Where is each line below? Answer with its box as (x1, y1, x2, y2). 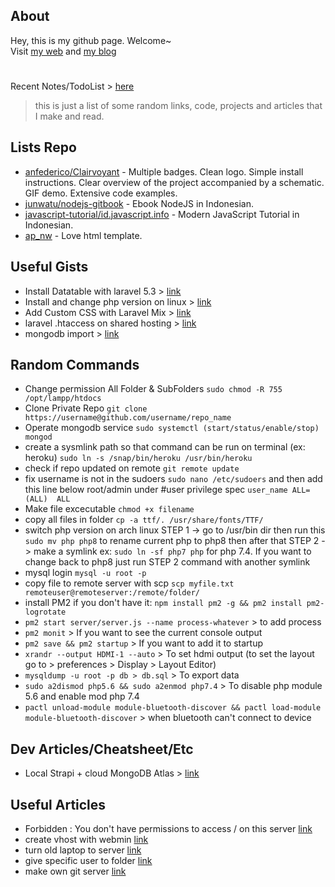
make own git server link (24, 865, 127, 878)
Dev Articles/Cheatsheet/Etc (10, 740, 194, 758)
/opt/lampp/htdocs (24, 394, 102, 404)
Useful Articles (10, 796, 107, 813)
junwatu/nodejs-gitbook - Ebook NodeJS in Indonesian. (24, 197, 254, 209)
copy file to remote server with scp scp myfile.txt (24, 577, 235, 589)
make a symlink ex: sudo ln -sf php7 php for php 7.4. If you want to (33, 545, 312, 558)
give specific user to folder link (24, 855, 153, 867)
